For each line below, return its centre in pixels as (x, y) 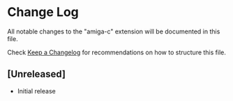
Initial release (36, 91)
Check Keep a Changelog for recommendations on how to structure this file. (117, 52)
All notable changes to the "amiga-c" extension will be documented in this (114, 31)
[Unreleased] (37, 74)
